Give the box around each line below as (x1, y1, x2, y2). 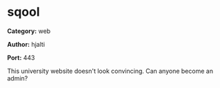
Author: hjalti (7, 40, 46, 48)
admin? (7, 74, 28, 82)
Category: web (7, 27, 51, 35)
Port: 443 (7, 53, 36, 62)
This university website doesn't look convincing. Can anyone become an (7, 67, 214, 75)
